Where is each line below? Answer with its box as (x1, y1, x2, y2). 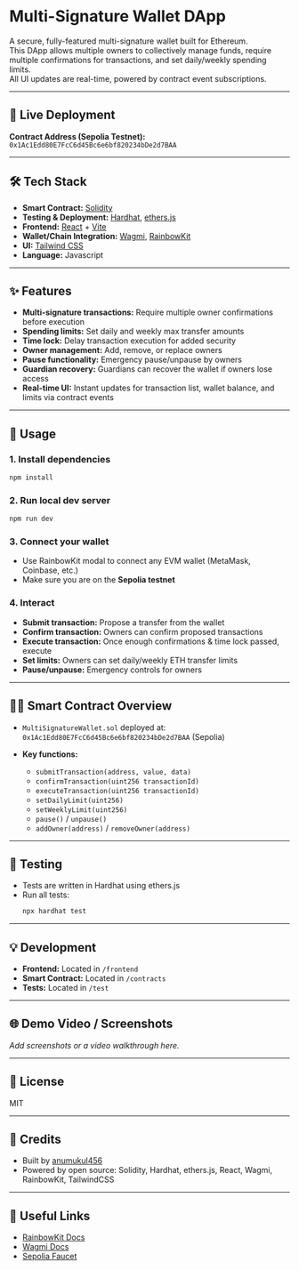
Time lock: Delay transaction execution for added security (21, 335, 237, 346)
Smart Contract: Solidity (21, 202, 113, 213)
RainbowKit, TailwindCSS (21, 1174, 115, 1185)
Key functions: (21, 749, 78, 760)
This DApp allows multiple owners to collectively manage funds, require (9, 44, 272, 55)
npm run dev (9, 514, 53, 524)
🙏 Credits (9, 1132, 62, 1147)
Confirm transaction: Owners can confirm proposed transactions (21, 626, 263, 637)
